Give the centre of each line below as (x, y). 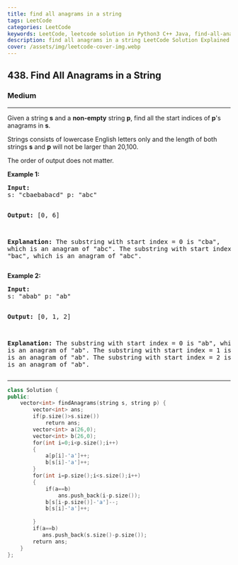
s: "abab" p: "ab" (39, 296)
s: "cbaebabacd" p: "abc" (52, 195)
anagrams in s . (29, 125)
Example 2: (24, 275)
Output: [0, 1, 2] (39, 317)
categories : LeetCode (39, 27)
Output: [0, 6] (34, 215)
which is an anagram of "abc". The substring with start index (119, 248)
